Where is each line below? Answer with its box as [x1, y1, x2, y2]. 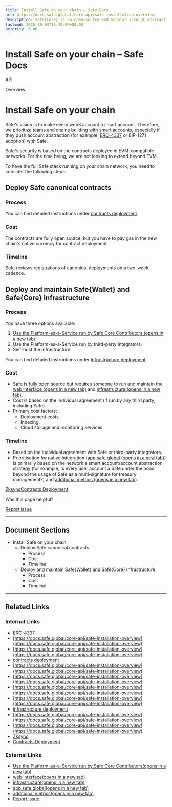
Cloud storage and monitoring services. [20, 424, 104, 431]
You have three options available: [5, 320, 75, 326]
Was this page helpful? [5, 496, 54, 502]
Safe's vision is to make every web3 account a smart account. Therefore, [5, 122, 160, 127]
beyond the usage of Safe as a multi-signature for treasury [12, 470, 137, 477]
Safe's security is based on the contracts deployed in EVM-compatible [5, 148, 155, 154]
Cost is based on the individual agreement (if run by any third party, [12, 397, 156, 403]
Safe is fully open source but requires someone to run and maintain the [12, 381, 163, 387]
